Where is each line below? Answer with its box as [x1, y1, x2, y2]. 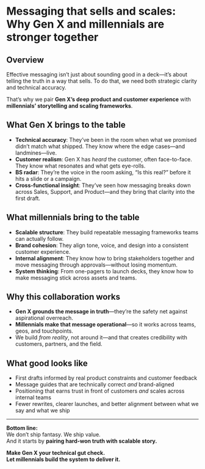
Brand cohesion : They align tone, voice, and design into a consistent [15, 242, 189, 249]
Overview [6, 54, 45, 65]
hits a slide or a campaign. [15, 175, 82, 182]
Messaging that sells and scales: [6, 4, 176, 18]
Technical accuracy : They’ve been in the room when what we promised [15, 136, 197, 143]
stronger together [6, 31, 99, 44]
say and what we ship [15, 407, 70, 414]
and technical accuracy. [6, 84, 67, 91]
